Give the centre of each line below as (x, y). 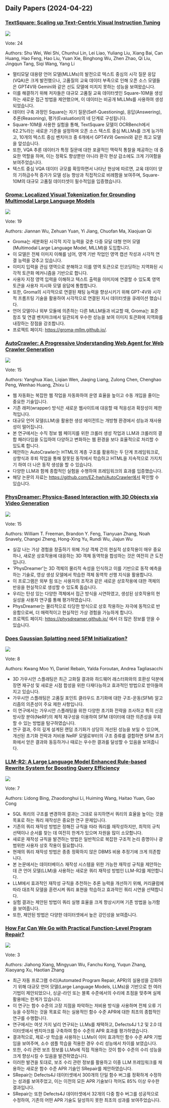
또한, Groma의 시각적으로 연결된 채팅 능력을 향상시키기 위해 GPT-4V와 (82, 291)
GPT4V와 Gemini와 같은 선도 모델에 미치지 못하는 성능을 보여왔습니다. (87, 86)
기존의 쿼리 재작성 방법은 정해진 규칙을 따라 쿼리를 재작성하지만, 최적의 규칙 (86, 827)
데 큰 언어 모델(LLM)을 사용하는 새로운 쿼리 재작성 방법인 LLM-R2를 (79, 871)
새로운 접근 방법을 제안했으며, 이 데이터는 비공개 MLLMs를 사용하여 (88, 99)
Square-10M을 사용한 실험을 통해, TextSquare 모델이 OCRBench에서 (81, 124)
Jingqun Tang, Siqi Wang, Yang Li (40, 64)
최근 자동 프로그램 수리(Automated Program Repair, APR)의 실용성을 (81, 980)
